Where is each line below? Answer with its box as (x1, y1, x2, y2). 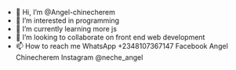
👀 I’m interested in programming (15, 16, 120, 25)
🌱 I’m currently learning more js (15, 24, 118, 33)
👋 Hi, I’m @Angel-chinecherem (15, 8, 116, 17)
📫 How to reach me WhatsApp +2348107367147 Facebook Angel (15, 42, 229, 50)
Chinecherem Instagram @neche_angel (15, 53, 143, 62)
